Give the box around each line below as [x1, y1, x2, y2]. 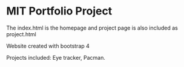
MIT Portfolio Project [6, 4, 113, 18]
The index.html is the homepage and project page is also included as [6, 24, 179, 31]
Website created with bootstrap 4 [6, 42, 90, 49]
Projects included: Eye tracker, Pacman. [6, 54, 106, 61]
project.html [6, 30, 36, 37]
